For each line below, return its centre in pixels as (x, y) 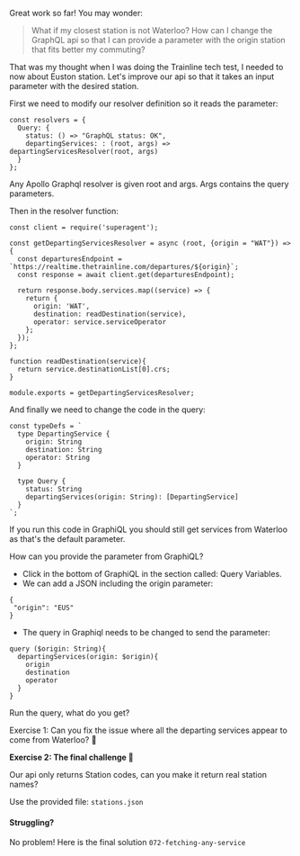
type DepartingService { (64, 434)
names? (24, 784)
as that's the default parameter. (67, 539)
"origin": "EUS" (44, 608)
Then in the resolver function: (64, 211)
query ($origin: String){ (57, 649)
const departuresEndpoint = (70, 259)
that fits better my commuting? (88, 50)
